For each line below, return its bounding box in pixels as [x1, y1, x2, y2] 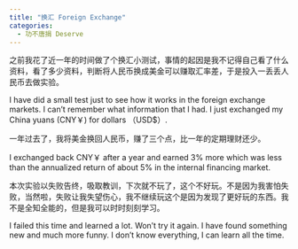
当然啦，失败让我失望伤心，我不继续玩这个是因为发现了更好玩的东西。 [24, 191, 281, 202]
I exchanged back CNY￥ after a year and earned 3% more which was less [9, 152, 282, 163]
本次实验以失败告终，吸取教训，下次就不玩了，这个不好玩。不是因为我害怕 [9, 181, 281, 191]
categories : [9, 21, 53, 30]
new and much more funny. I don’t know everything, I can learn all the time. [9, 230, 285, 240]
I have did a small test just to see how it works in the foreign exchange [9, 95, 266, 105]
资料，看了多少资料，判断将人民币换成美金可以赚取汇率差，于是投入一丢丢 [9, 66, 281, 76]
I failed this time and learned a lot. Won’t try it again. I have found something [9, 221, 288, 231]
